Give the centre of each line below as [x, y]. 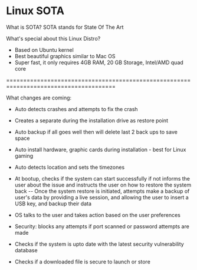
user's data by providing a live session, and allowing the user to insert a [101, 197]
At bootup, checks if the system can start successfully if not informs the [102, 178]
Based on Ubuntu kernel [44, 50]
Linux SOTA [35, 11]
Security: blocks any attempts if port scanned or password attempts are [102, 226]
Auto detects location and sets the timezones [70, 167]
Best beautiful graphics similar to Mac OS [65, 56]
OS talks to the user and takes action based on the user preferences [98, 215]
